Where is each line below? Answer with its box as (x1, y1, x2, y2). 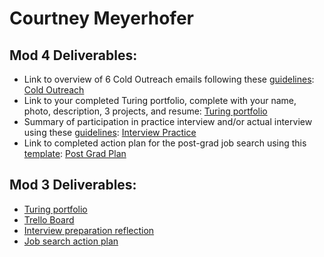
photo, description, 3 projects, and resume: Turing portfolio (23, 105, 268, 117)
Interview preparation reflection (23, 224, 155, 236)
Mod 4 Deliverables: (9, 47, 138, 64)
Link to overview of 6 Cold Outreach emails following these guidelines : (23, 73, 315, 85)
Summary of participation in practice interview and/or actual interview (23, 116, 313, 127)
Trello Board (23, 213, 75, 226)
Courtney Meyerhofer (9, 7, 194, 30)
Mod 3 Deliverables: (9, 177, 137, 194)
